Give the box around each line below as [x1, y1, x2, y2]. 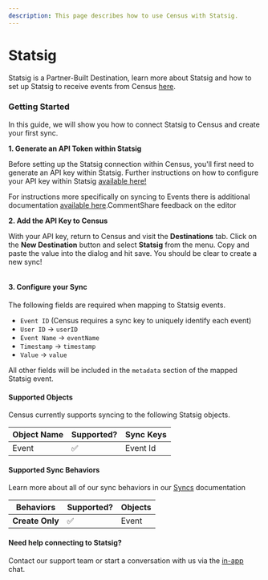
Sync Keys [125, 429, 167, 440]
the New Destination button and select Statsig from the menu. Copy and [8, 240, 250, 249]
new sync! [8, 257, 43, 266]
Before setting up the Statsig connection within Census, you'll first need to [8, 159, 254, 168]
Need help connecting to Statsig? [8, 538, 122, 548]
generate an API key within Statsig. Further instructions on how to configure [8, 168, 259, 177]
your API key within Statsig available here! [8, 176, 147, 185]
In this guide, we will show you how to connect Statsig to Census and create [8, 120, 261, 129]
